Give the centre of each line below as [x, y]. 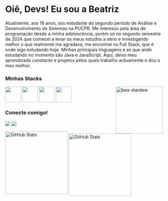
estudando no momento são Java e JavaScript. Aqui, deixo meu [71, 55]
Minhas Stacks [24, 78]
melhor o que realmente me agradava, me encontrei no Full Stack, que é [79, 44]
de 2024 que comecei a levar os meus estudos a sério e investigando [77, 39]
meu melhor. [18, 65]
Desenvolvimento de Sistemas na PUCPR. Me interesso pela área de [75, 28]
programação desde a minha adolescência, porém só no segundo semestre [83, 33]
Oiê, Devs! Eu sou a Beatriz [62, 9]
